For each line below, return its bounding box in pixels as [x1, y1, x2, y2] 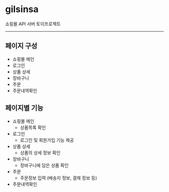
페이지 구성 [5, 42, 38, 50]
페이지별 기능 [5, 104, 44, 112]
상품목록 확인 [20, 124, 46, 131]
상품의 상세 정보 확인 [20, 150, 61, 156]
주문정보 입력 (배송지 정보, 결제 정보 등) [20, 175, 97, 181]
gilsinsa [5, 4, 39, 15]
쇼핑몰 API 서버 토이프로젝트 [5, 21, 61, 27]
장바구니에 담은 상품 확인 [20, 162, 69, 168]
